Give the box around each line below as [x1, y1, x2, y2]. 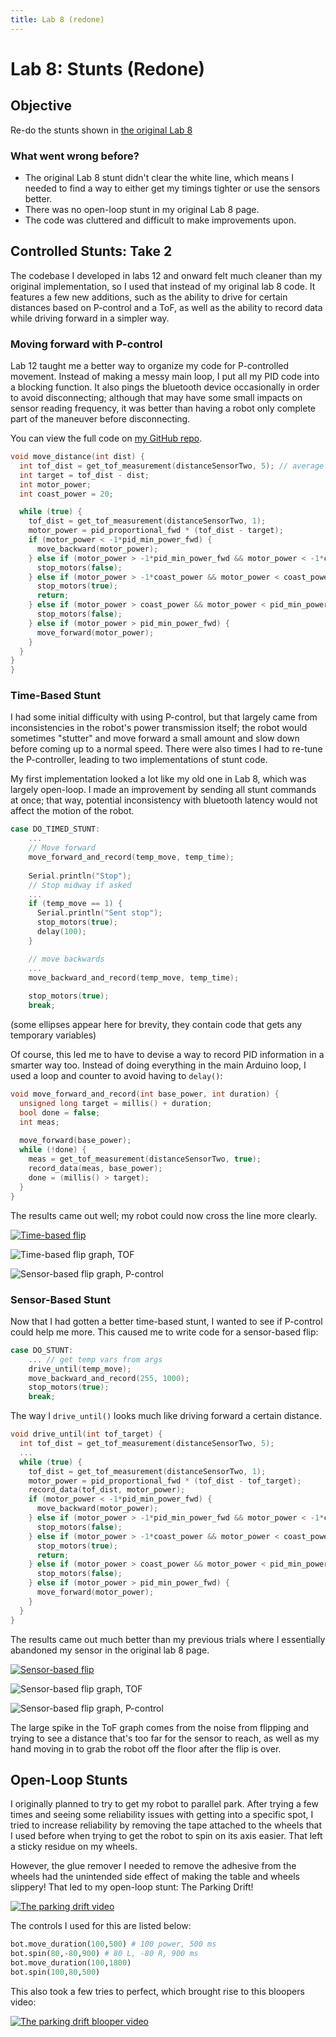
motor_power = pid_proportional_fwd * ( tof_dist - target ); [28, 526, 284, 536]
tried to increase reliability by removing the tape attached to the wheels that [10, 1819, 323, 1831]
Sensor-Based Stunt [10, 1292, 112, 1306]
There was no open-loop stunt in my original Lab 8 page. [24, 203, 260, 215]
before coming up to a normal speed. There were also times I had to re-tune [10, 743, 323, 755]
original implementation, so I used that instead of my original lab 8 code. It [10, 280, 316, 292]
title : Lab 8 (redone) [10, 14, 105, 25]
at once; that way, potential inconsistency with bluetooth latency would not [10, 794, 318, 806]
